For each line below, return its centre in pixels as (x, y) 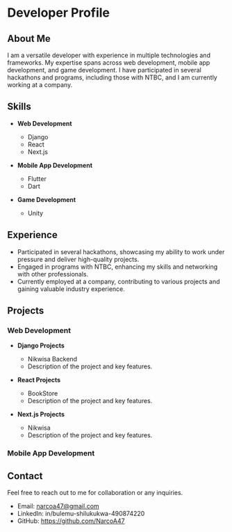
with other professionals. (53, 274)
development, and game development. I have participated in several (104, 70)
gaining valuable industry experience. (71, 289)
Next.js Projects (41, 414)
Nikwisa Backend (52, 359)
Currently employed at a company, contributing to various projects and (118, 281)
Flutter (37, 178)
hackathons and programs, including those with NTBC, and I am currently (112, 77)
